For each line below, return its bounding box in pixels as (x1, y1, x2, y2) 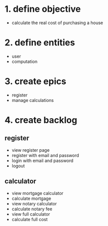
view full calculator (11, 211, 50, 217)
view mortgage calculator (11, 190, 64, 196)
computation (11, 58, 38, 65)
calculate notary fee (11, 206, 53, 212)
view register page (11, 147, 50, 153)
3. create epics (4, 76, 67, 87)
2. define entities (4, 37, 75, 48)
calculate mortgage (11, 195, 52, 201)
